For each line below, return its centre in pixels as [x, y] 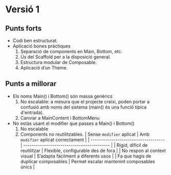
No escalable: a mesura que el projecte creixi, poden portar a [85, 101]
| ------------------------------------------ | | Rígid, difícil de [84, 145]
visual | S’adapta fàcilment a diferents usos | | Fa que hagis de [86, 156]
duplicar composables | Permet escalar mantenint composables [88, 161]
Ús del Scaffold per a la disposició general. [66, 57]
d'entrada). [32, 112]
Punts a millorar [31, 84]
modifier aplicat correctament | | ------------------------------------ [93, 140]
